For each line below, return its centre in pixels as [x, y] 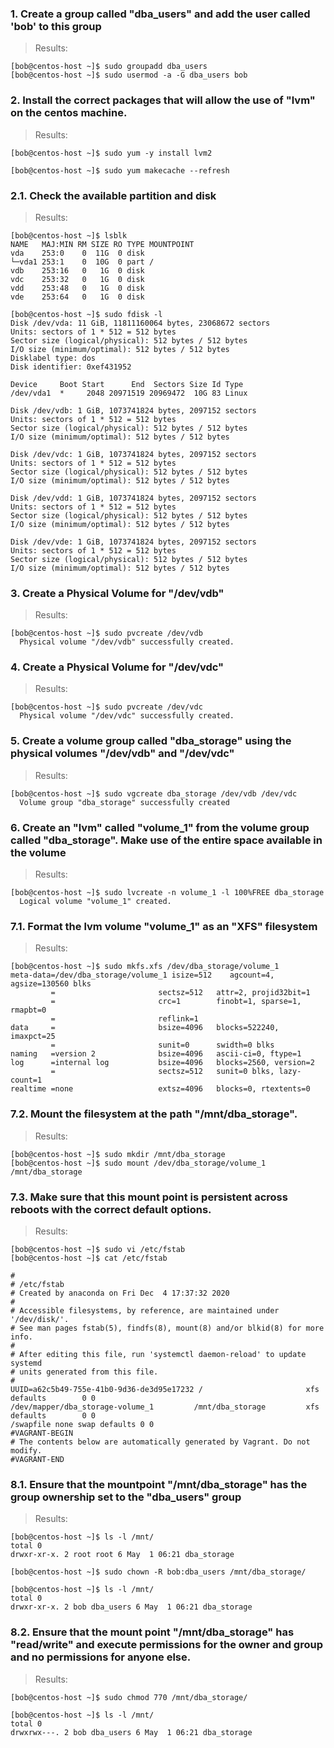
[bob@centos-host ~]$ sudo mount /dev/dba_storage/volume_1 [138, 1163]
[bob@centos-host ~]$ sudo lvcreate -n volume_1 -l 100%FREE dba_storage [167, 893]
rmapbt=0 [28, 1010]
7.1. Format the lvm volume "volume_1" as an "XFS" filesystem [164, 926]
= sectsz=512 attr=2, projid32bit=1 [180, 993]
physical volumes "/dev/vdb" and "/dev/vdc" [122, 754]
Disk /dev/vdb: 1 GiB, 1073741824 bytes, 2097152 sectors [133, 410]
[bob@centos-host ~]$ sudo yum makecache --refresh [120, 170]
